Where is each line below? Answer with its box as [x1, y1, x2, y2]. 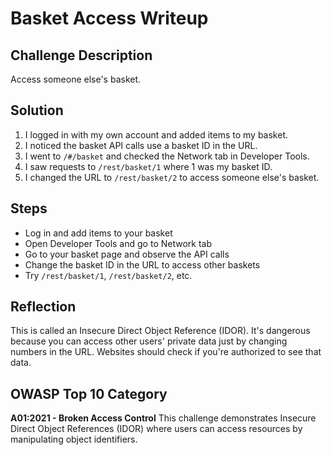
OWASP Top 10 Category [10, 385, 168, 402]
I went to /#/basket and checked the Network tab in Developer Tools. [24, 150, 310, 162]
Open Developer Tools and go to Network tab [24, 237, 212, 249]
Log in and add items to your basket [24, 227, 173, 239]
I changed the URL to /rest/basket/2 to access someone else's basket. [24, 171, 320, 183]
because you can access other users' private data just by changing [10, 335, 288, 347]
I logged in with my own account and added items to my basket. [24, 128, 289, 141]
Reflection [10, 298, 77, 316]
